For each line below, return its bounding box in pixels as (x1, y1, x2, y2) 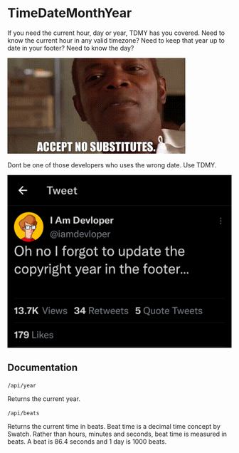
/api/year (7, 382, 37, 389)
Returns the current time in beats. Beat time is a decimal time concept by (7, 422, 221, 430)
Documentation (7, 362, 78, 374)
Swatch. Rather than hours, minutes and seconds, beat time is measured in (7, 429, 228, 438)
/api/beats (7, 410, 40, 417)
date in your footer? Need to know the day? (7, 43, 134, 52)
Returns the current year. (7, 394, 80, 403)
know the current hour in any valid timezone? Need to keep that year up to (7, 36, 225, 44)
